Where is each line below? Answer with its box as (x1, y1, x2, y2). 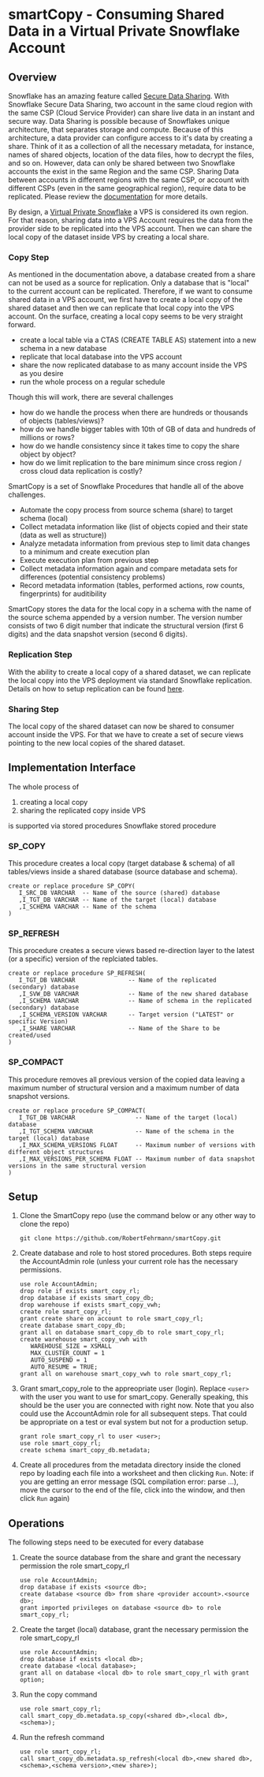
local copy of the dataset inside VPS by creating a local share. (8, 233, 210, 241)
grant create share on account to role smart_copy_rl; (19, 1315, 204, 1323)
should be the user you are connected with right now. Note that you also (19, 1401, 255, 1410)
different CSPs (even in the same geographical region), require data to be (8, 184, 247, 192)
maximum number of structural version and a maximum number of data (8, 1082, 240, 1093)
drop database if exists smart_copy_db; (19, 1295, 154, 1302)
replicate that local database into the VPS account (19, 352, 183, 362)
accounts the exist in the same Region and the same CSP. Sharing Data (8, 167, 240, 176)
